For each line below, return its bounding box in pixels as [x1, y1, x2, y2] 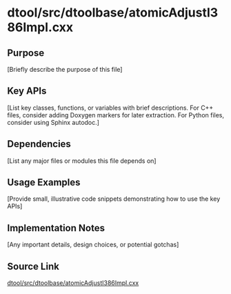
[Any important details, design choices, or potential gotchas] [7, 240, 179, 249]
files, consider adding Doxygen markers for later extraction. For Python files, [7, 110, 225, 119]
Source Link [7, 260, 60, 272]
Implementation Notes [7, 222, 106, 234]
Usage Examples [7, 177, 81, 188]
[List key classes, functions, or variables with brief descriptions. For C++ [7, 104, 214, 112]
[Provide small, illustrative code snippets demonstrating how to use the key [7, 195, 221, 203]
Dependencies [7, 138, 71, 150]
